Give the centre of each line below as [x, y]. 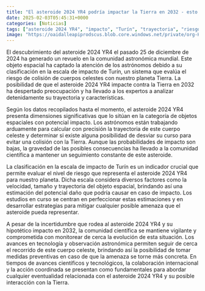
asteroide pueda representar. [43, 212]
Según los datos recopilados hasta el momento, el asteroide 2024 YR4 [95, 109]
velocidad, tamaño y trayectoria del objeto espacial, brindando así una [95, 186]
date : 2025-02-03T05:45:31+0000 [47, 18]
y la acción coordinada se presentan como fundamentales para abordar [96, 270]
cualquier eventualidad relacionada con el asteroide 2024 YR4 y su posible [101, 276]
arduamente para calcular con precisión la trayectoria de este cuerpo [93, 129]
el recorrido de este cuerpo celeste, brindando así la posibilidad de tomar [99, 250]
